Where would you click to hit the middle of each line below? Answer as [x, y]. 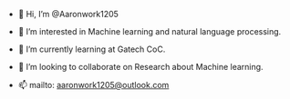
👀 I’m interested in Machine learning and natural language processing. [150, 31]
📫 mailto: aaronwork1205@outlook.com [93, 85]
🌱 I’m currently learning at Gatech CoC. [92, 49]
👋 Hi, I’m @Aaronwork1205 [68, 14]
